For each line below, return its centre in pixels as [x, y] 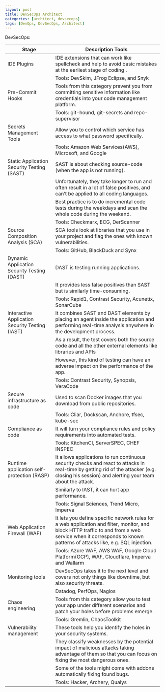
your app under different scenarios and [100, 605]
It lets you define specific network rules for [105, 518]
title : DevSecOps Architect [34, 14]
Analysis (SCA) [25, 243]
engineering [21, 608]
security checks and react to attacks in [100, 463]
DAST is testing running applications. [98, 268]
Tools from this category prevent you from [104, 86]
